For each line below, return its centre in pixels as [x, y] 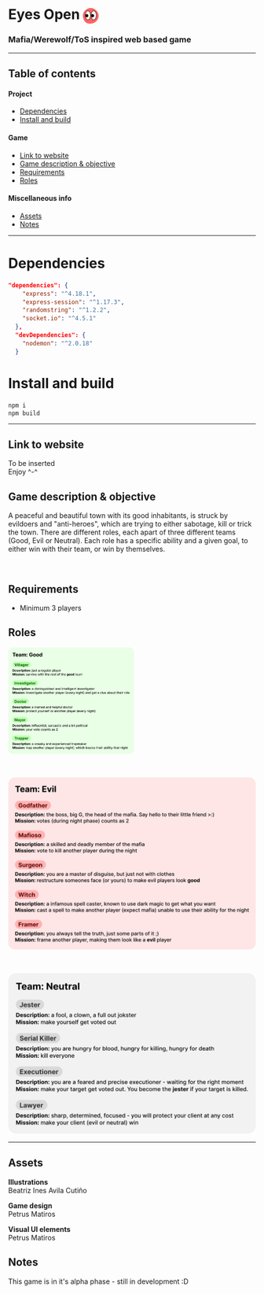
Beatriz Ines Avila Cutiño [48, 1190]
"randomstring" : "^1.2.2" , [66, 310]
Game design [30, 1205]
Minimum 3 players [50, 608]
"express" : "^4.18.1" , [59, 294]
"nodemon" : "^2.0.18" [57, 343]
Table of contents [52, 74]
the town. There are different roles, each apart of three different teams [122, 532]
